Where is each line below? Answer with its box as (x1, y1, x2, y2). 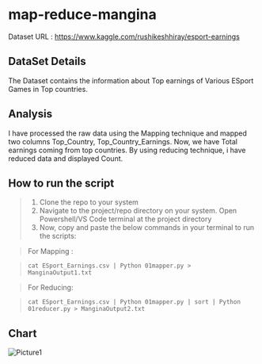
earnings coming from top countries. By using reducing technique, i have (8, 145, 246, 155)
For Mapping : (27, 247, 74, 256)
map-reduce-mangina (8, 6, 157, 24)
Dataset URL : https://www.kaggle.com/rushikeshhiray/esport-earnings (8, 32, 240, 41)
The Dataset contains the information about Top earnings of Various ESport (8, 75, 254, 85)
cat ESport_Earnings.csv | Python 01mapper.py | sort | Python (27, 298, 241, 306)
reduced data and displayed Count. (8, 153, 123, 163)
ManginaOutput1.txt (27, 269, 93, 277)
